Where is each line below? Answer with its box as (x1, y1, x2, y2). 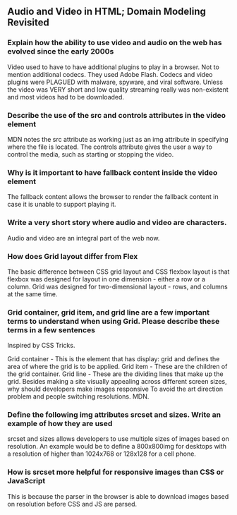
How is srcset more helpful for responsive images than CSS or (7, 467, 224, 477)
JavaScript (7, 476, 46, 486)
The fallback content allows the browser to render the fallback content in (7, 193, 219, 201)
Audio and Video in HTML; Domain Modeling (7, 6, 207, 18)
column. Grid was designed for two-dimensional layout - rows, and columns (7, 282, 228, 291)
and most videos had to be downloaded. (7, 92, 125, 101)
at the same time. (7, 289, 58, 298)
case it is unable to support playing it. (7, 200, 116, 209)
